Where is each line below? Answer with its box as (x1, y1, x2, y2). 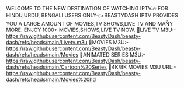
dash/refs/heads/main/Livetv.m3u (6, 39, 88, 45)
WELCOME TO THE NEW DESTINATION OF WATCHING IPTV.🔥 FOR (6, 5, 168, 12)
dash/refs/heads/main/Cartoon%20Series (6, 64, 107, 71)
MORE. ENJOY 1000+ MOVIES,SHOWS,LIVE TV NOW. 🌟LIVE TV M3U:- (6, 26, 176, 33)
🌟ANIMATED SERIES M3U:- (79, 51, 145, 58)
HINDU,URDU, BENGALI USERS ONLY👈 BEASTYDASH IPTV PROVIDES (6, 12, 178, 19)
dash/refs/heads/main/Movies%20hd (6, 76, 96, 83)
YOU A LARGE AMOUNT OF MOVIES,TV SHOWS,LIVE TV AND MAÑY (6, 20, 173, 27)
